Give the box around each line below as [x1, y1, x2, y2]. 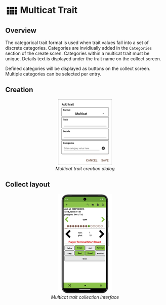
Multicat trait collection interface [51, 294, 119, 300]
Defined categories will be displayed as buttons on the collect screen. [5, 65, 151, 71]
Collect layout [5, 180, 50, 189]
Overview [5, 26, 37, 34]
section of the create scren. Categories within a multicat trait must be [5, 50, 150, 56]
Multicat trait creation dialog [55, 165, 115, 171]
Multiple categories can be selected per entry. [5, 71, 102, 77]
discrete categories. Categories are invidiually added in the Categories [5, 45, 152, 51]
